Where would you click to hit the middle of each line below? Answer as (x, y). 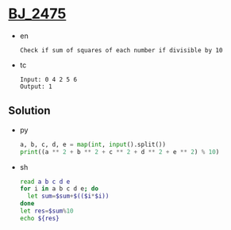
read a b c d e (45, 182)
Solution (29, 111)
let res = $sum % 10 (46, 211)
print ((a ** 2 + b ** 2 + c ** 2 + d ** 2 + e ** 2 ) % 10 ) (119, 151)
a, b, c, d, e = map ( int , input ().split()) (93, 144)
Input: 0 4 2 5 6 (48, 79)
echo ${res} (39, 218)
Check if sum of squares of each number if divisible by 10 (121, 50)
